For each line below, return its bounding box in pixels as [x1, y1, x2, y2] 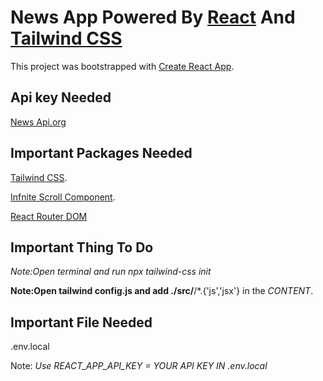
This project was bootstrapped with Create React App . [10, 60, 235, 72]
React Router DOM [10, 210, 88, 222]
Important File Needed [10, 314, 153, 331]
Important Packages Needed [10, 145, 193, 162]
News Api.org [10, 116, 67, 128]
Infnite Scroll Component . [10, 191, 116, 203]
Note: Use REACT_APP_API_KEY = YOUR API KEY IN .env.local [10, 360, 268, 372]
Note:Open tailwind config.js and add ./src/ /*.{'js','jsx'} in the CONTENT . [10, 285, 314, 297]
